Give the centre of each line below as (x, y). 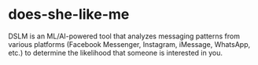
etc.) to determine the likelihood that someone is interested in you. (115, 52)
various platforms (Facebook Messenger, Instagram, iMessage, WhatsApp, (129, 44)
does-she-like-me (69, 14)
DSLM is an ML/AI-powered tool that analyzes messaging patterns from (124, 36)
